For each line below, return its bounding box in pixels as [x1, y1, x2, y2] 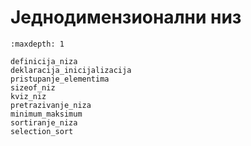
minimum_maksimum [10, 109, 83, 119]
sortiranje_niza [10, 117, 78, 128]
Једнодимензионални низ [10, 6, 242, 29]
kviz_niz [10, 91, 47, 101]
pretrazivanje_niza [10, 100, 92, 110]
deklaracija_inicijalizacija [10, 65, 132, 75]
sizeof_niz [10, 82, 56, 93]
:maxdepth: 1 [10, 39, 65, 49]
